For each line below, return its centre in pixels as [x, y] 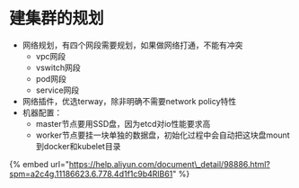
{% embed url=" [40, 164]
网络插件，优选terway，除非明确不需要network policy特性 [129, 101]
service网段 [57, 90]
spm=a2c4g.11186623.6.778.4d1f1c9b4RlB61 [91, 174]
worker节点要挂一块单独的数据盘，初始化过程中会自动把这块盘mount [163, 135]
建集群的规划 [57, 18]
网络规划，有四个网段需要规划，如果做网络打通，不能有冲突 [132, 45]
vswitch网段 [58, 67]
